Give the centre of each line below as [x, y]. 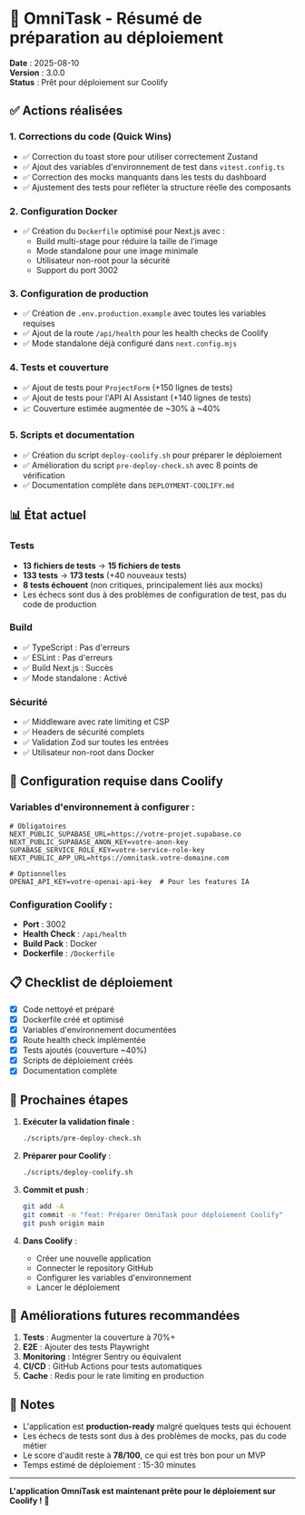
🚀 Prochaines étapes [69, 1100]
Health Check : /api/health [74, 934]
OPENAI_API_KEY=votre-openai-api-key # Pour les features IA [129, 881]
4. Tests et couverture [59, 368]
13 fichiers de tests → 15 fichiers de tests [102, 566]
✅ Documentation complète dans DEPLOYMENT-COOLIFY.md [128, 485]
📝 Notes [32, 1405]
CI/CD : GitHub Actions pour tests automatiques [112, 1366]
